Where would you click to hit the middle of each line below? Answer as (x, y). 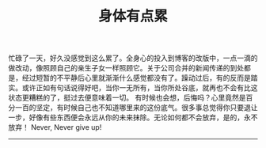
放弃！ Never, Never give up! (55, 127)
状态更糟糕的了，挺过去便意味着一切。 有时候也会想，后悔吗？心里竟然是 (127, 98)
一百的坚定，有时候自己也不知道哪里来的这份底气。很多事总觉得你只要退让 (136, 108)
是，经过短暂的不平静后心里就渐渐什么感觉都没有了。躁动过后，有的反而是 (129, 78)
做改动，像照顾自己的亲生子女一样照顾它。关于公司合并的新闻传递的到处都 (129, 68)
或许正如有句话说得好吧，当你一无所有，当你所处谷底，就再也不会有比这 (140, 88)
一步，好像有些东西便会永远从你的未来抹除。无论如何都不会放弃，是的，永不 (133, 118)
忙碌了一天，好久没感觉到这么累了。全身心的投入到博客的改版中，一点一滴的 (133, 58)
